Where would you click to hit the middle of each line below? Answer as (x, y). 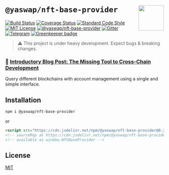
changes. (27, 48)
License (18, 155)
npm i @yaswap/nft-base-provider (40, 112)
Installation (23, 100)
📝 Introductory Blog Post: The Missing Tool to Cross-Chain (78, 61)
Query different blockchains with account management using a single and (82, 79)
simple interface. (23, 84)
